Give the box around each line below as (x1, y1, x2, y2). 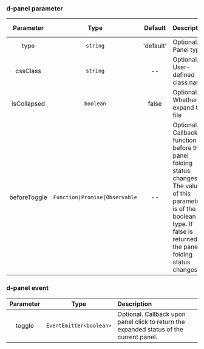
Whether (172, 96, 198, 104)
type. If (172, 220, 193, 228)
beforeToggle (9, 193, 47, 202)
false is (172, 227, 193, 236)
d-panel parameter (6, 4, 63, 13)
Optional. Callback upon (117, 309, 186, 318)
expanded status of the (117, 325, 184, 333)
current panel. (117, 333, 158, 341)
